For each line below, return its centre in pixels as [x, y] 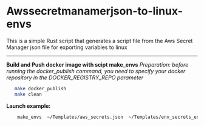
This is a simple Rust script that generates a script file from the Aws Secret [100, 41]
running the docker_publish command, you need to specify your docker [96, 71]
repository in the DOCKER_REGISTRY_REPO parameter [75, 78]
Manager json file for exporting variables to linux [67, 47]
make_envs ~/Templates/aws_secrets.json [70, 117]
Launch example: [29, 106]
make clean [28, 94]
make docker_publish [40, 88]
